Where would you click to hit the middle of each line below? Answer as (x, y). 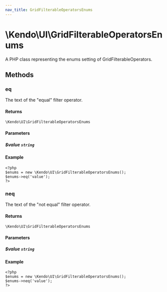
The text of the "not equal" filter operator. (48, 204)
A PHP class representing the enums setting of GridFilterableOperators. (79, 59)
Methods (19, 75)
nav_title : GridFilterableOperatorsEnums (49, 10)
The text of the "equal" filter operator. (44, 100)
